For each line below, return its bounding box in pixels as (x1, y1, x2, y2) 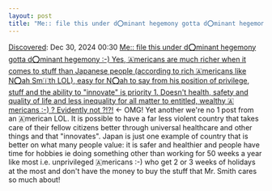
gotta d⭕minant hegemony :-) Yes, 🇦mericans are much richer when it (8, 54, 247, 64)
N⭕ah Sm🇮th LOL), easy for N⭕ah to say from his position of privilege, (8, 75, 250, 85)
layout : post (8, 11, 53, 20)
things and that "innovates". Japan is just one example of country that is (8, 131, 249, 141)
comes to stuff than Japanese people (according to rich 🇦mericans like (8, 66, 247, 75)
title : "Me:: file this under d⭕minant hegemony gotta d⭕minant (8, 19, 236, 28)
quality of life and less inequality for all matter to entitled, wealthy (8, 95, 227, 105)
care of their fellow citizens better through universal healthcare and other (8, 122, 253, 132)
